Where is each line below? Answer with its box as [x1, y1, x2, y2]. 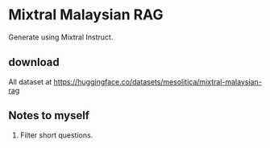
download [8, 55, 60, 69]
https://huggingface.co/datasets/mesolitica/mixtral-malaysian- [53, 76, 262, 86]
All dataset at [8, 76, 52, 86]
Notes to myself [8, 109, 90, 122]
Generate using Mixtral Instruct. [8, 32, 114, 42]
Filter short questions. [19, 130, 93, 140]
